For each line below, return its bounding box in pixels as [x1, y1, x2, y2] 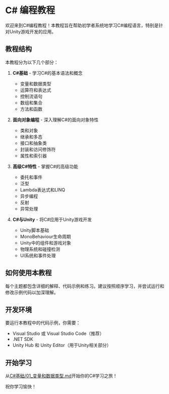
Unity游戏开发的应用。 [9, 28, 57, 34]
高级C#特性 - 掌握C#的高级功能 [12, 163, 78, 169]
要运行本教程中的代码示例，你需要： [5, 320, 81, 326]
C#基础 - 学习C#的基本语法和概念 [12, 70, 83, 76]
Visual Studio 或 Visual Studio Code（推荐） [12, 330, 104, 336]
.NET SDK [12, 336, 34, 342]
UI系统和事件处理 [20, 252, 56, 258]
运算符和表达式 [20, 87, 51, 93]
